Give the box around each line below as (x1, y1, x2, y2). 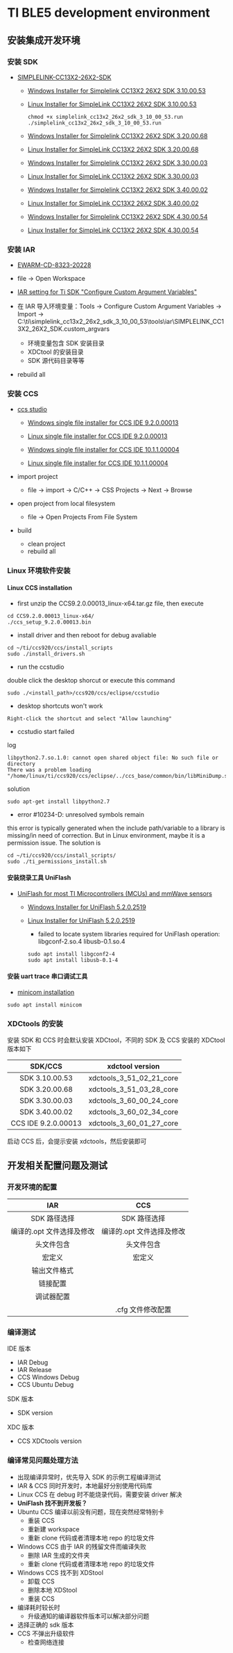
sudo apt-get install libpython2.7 (7, 798, 110, 805)
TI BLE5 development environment (7, 5, 210, 21)
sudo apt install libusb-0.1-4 (27, 956, 119, 963)
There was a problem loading (7, 766, 92, 773)
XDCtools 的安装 (7, 1018, 64, 1028)
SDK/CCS (30, 1061, 62, 1071)
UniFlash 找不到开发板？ (17, 1499, 88, 1507)
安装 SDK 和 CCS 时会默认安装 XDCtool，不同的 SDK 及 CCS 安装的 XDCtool (7, 1036, 225, 1044)
